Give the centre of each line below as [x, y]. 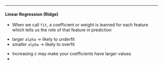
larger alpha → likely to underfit [43, 39]
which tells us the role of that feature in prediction [62, 30]
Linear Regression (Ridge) [32, 14]
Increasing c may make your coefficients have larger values [72, 54]
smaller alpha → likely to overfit [43, 44]
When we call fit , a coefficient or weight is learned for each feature [80, 25]
